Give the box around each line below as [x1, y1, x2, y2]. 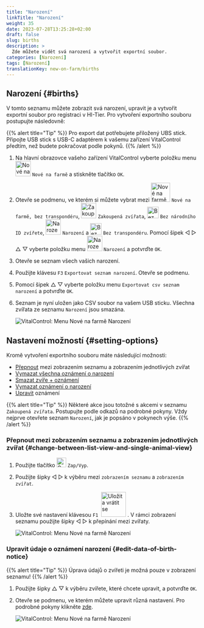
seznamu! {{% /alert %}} [6, 572, 68, 580]
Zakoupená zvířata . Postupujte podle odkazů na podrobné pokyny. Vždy [6, 407, 188, 415]
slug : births [6, 37, 40, 43]
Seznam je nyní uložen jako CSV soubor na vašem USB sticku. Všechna [15, 299, 195, 307]
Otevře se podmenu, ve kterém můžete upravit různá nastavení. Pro [15, 596, 185, 604]
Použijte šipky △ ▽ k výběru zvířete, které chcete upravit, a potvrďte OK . [15, 585, 198, 592]
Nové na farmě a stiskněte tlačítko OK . [32, 170, 125, 178]
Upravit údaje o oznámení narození [6, 545, 111, 553]
